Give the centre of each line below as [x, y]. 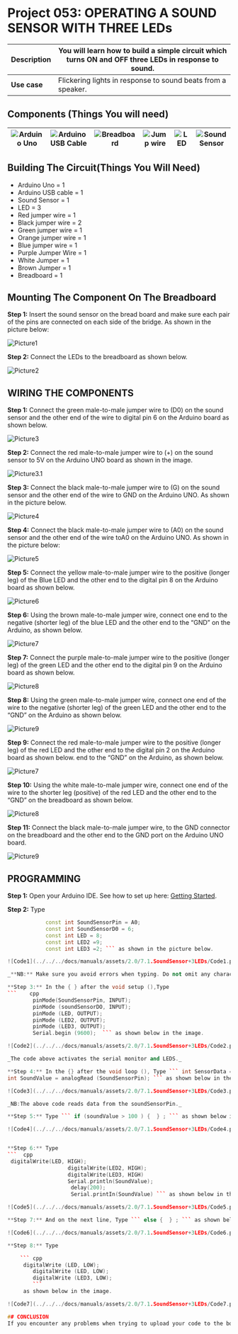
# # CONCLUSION [28, 1317]
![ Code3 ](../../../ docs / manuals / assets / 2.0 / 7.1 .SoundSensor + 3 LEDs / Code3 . [119, 1091]
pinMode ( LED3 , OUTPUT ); [69, 1027]
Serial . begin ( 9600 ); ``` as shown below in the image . [118, 1033]
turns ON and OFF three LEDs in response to [143, 60]
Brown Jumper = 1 [44, 268]
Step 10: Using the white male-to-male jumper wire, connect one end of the [118, 785]
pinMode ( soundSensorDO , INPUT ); [82, 1007]
